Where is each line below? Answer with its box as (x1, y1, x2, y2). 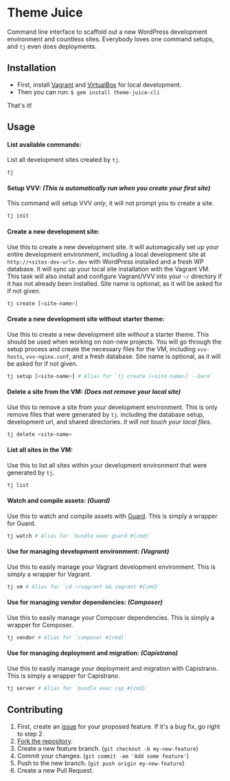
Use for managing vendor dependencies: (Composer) (7, 598, 163, 607)
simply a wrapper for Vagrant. (7, 570, 91, 578)
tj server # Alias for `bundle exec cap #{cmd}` (7, 685, 149, 692)
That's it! (7, 101, 32, 110)
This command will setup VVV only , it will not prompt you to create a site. (7, 199, 214, 207)
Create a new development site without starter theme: (7, 315, 165, 323)
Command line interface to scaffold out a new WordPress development (7, 28, 207, 36)
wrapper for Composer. (7, 621, 73, 629)
